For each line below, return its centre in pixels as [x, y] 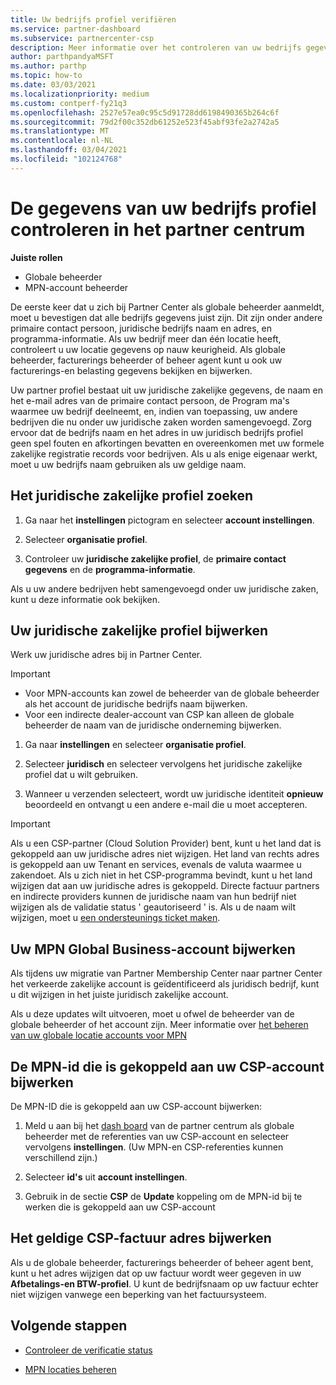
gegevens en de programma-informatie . [110, 569]
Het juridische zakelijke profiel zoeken [132, 496]
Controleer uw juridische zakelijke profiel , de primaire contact [155, 558]
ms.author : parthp [48, 66]
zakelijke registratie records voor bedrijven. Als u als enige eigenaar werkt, [164, 453]
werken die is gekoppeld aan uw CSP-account [120, 1207]
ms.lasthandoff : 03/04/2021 [69, 150]
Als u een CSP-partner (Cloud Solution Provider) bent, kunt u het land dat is [166, 843]
